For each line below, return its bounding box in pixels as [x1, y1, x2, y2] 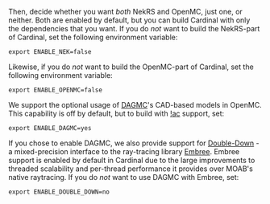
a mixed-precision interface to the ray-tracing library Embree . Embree [8, 147, 240, 156]
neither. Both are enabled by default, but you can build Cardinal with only [8, 15, 251, 25]
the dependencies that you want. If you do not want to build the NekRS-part [8, 24, 260, 33]
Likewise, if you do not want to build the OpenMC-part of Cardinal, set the [8, 62, 254, 71]
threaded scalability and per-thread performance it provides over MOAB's [8, 164, 254, 173]
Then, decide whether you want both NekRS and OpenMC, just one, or [8, 7, 243, 16]
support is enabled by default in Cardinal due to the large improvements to [8, 156, 255, 165]
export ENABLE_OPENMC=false [8, 86, 103, 94]
